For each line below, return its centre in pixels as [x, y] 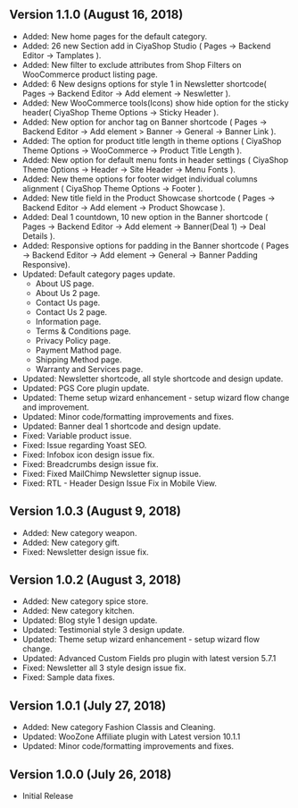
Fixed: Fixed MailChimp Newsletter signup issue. [112, 473]
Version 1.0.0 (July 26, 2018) [91, 774]
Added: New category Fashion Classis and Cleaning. [119, 727]
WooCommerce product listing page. [90, 74]
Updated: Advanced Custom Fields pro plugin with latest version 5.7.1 [149, 659]
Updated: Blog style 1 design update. [90, 620]
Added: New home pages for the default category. [115, 36]
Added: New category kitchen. [79, 611]
